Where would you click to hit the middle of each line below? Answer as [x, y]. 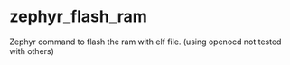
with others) [32, 51]
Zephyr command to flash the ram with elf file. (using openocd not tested [145, 42]
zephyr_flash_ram [78, 17]
